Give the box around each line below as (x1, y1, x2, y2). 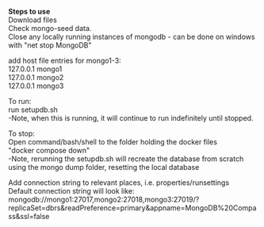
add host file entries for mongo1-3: (8, 56, 121, 65)
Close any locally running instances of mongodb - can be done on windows (8, 32, 255, 41)
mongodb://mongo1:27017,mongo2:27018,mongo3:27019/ (8, 194, 197, 204)
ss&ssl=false (8, 212, 50, 221)
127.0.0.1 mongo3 (8, 81, 64, 90)
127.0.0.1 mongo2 (8, 73, 64, 82)
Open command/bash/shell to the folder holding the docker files (8, 137, 218, 146)
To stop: (8, 129, 36, 138)
